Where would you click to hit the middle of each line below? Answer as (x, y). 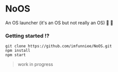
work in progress (35, 64)
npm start (16, 55)
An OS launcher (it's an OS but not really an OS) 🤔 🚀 (59, 23)
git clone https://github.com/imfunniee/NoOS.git (59, 46)
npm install (18, 51)
